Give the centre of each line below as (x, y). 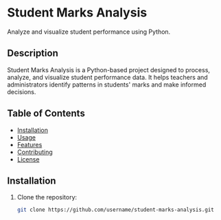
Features (30, 144)
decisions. (22, 91)
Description (33, 53)
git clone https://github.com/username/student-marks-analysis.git (115, 210)
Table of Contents (46, 114)
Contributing (35, 152)
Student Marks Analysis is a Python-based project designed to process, (109, 69)
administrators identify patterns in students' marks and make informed (107, 85)
